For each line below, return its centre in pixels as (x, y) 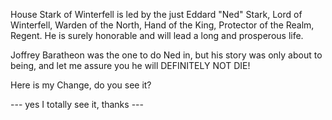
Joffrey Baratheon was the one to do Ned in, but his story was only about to (166, 55)
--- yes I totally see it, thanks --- (77, 104)
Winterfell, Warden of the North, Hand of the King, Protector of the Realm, (162, 25)
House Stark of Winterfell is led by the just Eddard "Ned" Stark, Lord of (156, 14)
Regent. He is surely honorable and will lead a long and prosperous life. (157, 35)
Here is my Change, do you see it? (81, 85)
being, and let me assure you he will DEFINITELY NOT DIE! (130, 65)
